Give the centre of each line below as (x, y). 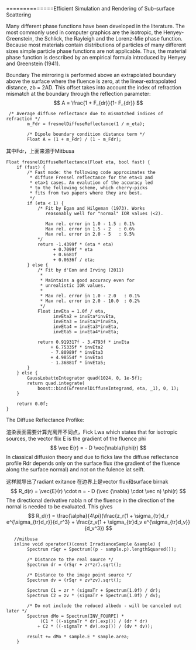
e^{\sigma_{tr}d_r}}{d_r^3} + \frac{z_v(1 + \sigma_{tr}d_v (74, 522)
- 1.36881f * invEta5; (78, 363)
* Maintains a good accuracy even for (87, 280)
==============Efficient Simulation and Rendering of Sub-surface (90, 9)
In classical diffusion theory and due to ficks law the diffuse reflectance (92, 457)
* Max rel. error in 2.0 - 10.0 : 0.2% (90, 301)
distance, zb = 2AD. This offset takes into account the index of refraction (94, 87)
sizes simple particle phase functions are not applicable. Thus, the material (97, 51)
